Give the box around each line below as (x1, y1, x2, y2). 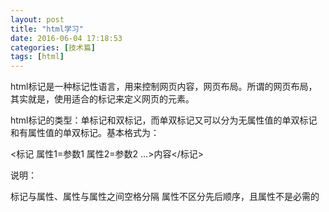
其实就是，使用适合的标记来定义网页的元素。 (10, 93, 195, 105)
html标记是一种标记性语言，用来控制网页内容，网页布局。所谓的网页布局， (10, 81, 318, 93)
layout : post (10, 14, 65, 25)
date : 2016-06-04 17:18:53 (10, 33, 123, 43)
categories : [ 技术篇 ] (10, 42, 96, 53)
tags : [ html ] (10, 52, 65, 62)
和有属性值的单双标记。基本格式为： (10, 127, 160, 139)
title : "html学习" (10, 24, 84, 34)
